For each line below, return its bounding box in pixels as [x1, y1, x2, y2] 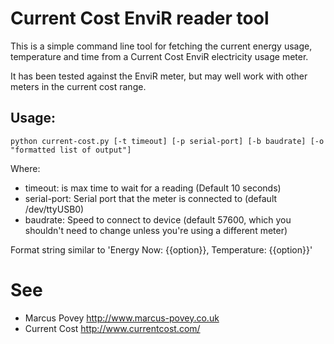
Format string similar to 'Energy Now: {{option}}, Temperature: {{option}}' [10, 243, 313, 256]
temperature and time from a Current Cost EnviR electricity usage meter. [10, 50, 309, 62]
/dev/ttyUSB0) [24, 203, 85, 215]
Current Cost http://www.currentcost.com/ [24, 322, 201, 334]
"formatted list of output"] [10, 145, 132, 155]
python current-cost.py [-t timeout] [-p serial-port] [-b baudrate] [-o [10, 136, 325, 146]
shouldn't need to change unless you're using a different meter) [24, 224, 288, 236]
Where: [10, 162, 41, 174]
